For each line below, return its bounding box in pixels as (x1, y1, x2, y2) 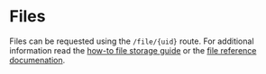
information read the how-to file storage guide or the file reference (9, 45, 257, 55)
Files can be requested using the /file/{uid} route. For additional (9, 36, 254, 46)
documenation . (9, 54, 66, 65)
